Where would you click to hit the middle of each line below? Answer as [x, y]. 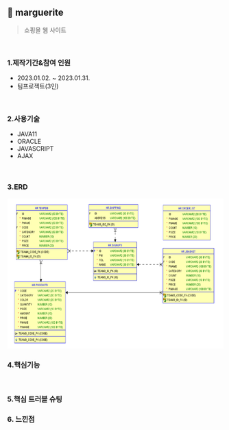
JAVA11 [27, 134]
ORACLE [29, 142]
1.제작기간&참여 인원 [39, 62]
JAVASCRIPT [35, 149]
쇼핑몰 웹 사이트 [45, 30]
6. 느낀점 [21, 419]
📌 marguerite [35, 13]
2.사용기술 [23, 119]
